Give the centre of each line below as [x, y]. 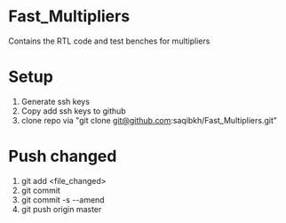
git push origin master [61, 209]
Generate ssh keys [56, 101]
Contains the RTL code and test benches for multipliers [109, 41]
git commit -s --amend [63, 199]
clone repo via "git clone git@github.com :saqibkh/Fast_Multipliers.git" [149, 120]
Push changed [63, 156]
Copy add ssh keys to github [73, 111]
